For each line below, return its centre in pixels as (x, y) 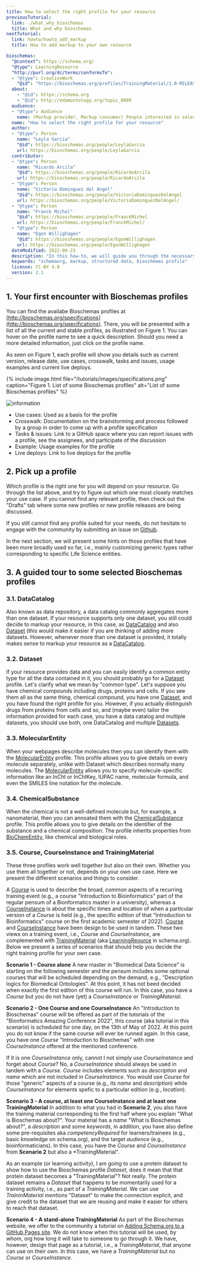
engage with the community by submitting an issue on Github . (82, 529)
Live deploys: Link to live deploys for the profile (73, 452)
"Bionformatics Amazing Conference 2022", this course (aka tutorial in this (98, 1021)
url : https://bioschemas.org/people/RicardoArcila (81, 178)
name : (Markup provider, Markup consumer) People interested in (98, 117)
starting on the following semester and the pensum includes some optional (98, 971)
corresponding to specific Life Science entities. (64, 554)
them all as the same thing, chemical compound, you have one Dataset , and (99, 698)
